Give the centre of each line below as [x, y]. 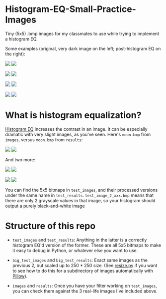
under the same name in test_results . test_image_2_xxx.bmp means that [80, 195]
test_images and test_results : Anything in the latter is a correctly [80, 240]
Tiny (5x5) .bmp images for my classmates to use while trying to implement [82, 33]
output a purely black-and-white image [45, 206]
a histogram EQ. [22, 39]
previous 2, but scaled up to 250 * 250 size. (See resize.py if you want [85, 265]
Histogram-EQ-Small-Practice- [71, 9]
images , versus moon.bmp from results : [44, 140]
